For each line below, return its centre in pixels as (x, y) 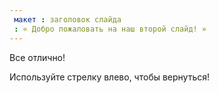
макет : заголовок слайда (67, 19)
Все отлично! (37, 57)
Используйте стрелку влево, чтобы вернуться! (110, 77)
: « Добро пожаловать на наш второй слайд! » (110, 29)
